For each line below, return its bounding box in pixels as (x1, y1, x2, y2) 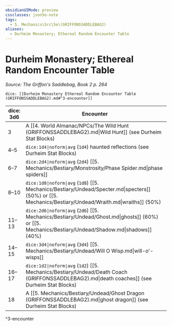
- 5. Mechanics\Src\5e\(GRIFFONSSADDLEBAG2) (10, 22, 106, 27)
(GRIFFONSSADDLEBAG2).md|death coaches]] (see (25, 275, 152, 282)
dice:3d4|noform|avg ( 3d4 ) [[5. (25, 241, 99, 248)
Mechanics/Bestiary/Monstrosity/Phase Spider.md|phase (25, 164, 163, 171)
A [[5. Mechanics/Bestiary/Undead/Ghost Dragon (25, 290, 145, 297)
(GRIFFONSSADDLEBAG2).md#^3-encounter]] (5, 95, 93, 101)
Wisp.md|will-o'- (111, 247, 154, 254)
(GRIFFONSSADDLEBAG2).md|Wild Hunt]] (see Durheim (25, 128, 162, 136)
